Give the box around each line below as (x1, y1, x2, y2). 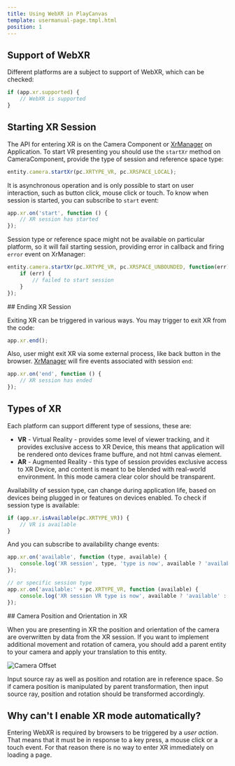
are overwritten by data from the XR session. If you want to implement (7, 632, 209, 641)
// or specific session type (7, 580, 92, 587)
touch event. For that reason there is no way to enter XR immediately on (7, 744, 214, 752)
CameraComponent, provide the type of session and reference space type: (7, 155, 224, 163)
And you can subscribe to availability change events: (7, 540, 159, 549)
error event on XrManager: (7, 250, 86, 259)
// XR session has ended (20, 377, 92, 384)
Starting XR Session (7, 121, 97, 133)
